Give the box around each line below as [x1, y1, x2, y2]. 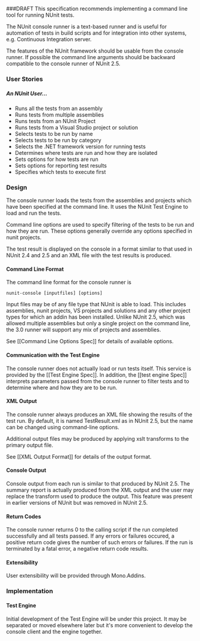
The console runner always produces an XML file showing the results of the [6, 411, 193, 418]
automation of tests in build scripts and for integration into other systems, [6, 29, 187, 36]
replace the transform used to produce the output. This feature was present [6, 493, 192, 500]
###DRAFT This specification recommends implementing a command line [6, 5, 188, 12]
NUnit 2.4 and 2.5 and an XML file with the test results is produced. [6, 252, 172, 259]
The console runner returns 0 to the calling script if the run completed [6, 526, 178, 533]
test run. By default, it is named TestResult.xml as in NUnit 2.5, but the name [6, 417, 193, 424]
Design [6, 183, 27, 191]
